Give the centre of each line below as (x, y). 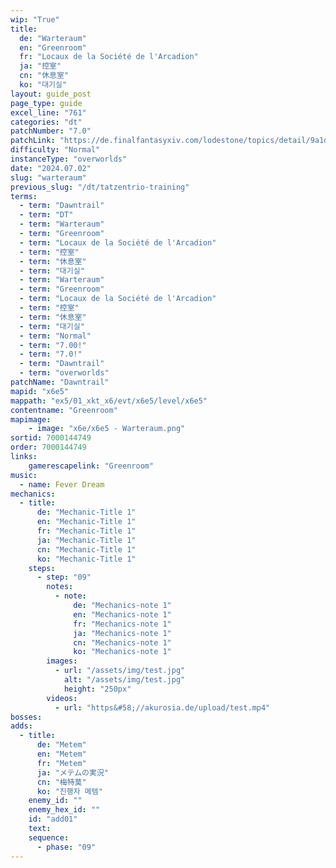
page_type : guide (46, 103)
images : (62, 661)
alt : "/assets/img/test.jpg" (124, 680)
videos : (62, 698)
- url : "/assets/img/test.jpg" (120, 671)
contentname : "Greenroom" (64, 410)
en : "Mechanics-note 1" (122, 614)
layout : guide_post (51, 94)
